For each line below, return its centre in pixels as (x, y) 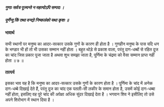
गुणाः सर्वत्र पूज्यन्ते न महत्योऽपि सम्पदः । (35, 7)
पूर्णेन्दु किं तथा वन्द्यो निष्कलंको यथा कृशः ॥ (37, 20)
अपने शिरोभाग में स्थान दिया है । (30, 100)
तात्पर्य (10, 72)
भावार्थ (10, 33)
